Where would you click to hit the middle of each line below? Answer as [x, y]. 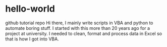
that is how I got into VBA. [32, 39]
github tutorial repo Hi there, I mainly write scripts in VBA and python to [79, 23]
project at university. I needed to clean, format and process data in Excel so [84, 33]
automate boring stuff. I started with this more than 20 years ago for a [78, 28]
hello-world [30, 9]
